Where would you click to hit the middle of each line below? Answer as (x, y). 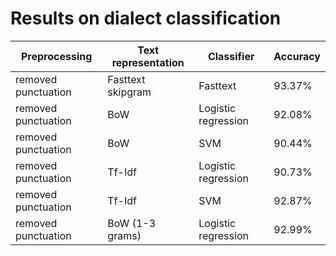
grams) (124, 235)
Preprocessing (57, 56)
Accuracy (297, 56)
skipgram (129, 92)
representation (148, 62)
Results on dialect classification (146, 18)
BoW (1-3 (132, 223)
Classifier (231, 56)
